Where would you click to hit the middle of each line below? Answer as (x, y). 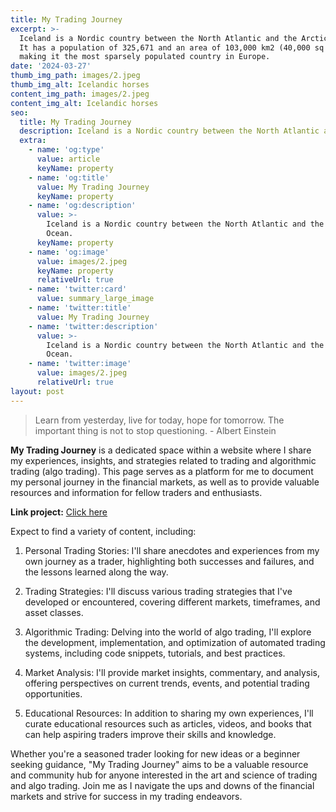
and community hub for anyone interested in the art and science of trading (164, 775)
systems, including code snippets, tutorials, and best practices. (155, 653)
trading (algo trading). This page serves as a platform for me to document (162, 471)
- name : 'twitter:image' (80, 364)
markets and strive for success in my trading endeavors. (126, 796)
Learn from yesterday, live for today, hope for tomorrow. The (159, 420)
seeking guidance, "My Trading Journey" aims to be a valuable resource (159, 764)
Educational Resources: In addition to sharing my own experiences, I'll (169, 713)
